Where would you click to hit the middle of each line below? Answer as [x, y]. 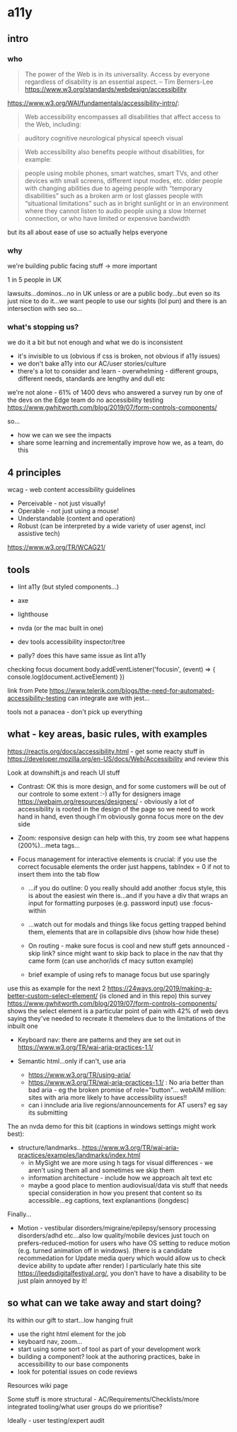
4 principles [34, 472]
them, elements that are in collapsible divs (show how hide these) [123, 931]
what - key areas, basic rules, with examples [107, 734]
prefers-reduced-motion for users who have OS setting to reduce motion [124, 1242]
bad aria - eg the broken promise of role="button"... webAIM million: [127, 1090]
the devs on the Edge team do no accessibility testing [86, 400]
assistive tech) [39, 534]
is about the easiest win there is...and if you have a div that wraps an [128, 895]
